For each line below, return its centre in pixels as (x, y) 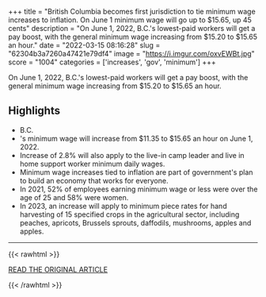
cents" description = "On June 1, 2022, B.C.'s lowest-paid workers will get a (132, 28)
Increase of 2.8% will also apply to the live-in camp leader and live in (132, 155)
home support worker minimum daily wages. (92, 164)
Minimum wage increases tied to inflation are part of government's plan (136, 172)
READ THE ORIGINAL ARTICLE (58, 269)
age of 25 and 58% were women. (74, 197)
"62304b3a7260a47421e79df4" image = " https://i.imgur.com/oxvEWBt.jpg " (131, 54)
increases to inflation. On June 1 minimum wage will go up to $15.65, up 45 (130, 20)
